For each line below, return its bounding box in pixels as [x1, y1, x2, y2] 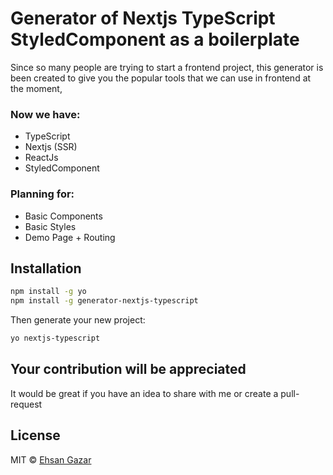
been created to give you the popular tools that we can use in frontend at [10, 72, 312, 84]
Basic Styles [24, 220, 77, 232]
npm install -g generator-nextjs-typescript [10, 296, 199, 306]
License [10, 427, 61, 444]
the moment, [10, 82, 63, 94]
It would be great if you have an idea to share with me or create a [10, 387, 279, 399]
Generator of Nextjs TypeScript [10, 7, 276, 30]
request [10, 398, 43, 410]
